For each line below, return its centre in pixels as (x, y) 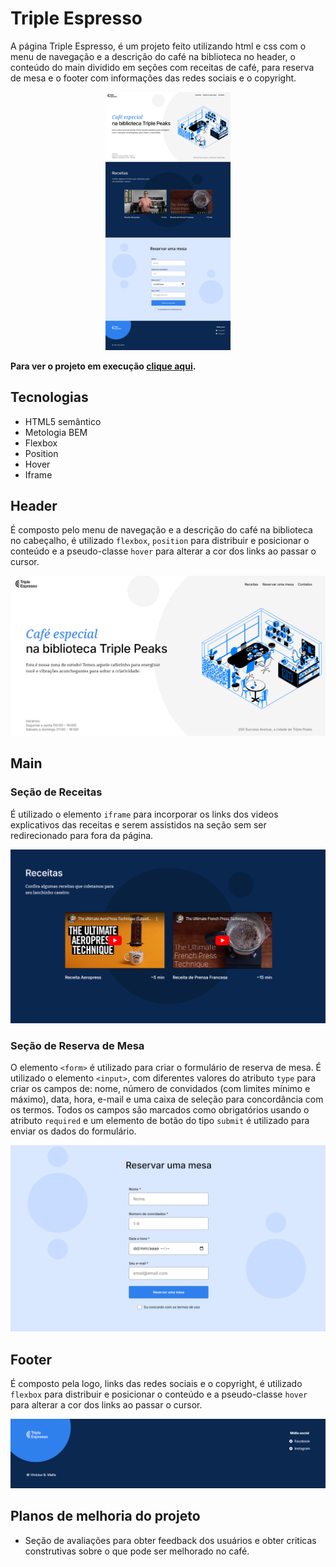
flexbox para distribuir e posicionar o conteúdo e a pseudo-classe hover (159, 1394)
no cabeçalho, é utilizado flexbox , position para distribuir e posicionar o (160, 541)
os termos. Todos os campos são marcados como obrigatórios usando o (160, 1109)
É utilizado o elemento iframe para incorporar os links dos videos (144, 814)
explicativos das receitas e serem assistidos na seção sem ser (138, 824)
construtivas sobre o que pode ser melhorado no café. (137, 1551)
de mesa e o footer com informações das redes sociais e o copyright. (153, 78)
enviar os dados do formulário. (73, 1131)
